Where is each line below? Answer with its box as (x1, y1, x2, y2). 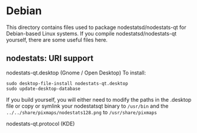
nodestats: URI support (6, 53, 93, 63)
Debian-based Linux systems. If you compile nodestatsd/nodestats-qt (6, 30, 177, 37)
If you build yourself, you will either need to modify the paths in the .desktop (6, 96, 192, 103)
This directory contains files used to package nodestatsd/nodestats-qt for (6, 24, 186, 31)
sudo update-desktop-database (6, 86, 81, 92)
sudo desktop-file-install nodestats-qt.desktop (6, 80, 128, 86)
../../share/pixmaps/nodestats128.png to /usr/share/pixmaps (6, 108, 157, 116)
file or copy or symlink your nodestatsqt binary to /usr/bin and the (6, 102, 169, 109)
